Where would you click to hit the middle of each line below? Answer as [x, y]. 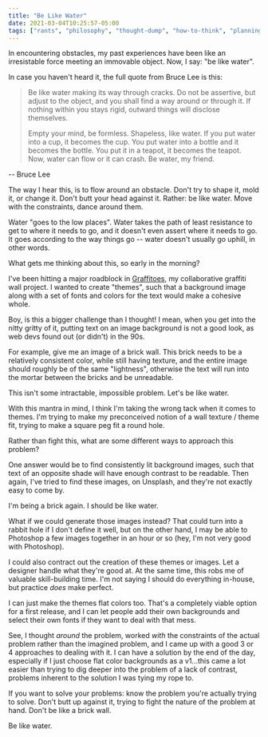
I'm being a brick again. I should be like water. [84, 506]
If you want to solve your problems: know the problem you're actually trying [132, 693]
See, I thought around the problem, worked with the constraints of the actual [134, 636]
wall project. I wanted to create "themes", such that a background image [127, 287]
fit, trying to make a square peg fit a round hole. [87, 426]
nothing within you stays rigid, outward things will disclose [124, 109]
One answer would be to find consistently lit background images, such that [131, 465]
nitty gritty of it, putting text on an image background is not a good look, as [131, 328]
